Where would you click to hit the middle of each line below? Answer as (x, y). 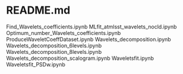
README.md (38, 10)
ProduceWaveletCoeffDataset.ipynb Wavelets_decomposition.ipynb (89, 39)
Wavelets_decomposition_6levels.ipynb (54, 46)
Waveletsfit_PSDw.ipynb (36, 64)
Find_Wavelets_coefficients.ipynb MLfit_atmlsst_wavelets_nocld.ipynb (91, 27)
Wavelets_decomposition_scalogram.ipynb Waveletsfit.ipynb (80, 58)
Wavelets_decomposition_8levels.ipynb (54, 52)
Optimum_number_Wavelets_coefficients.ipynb (64, 33)
